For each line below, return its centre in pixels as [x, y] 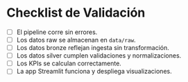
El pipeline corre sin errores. [57, 32]
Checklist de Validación [76, 13]
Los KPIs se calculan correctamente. [69, 63]
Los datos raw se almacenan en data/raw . [76, 40]
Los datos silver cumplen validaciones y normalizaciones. [99, 56]
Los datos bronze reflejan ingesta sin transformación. [93, 48]
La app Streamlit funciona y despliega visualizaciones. [94, 72]
